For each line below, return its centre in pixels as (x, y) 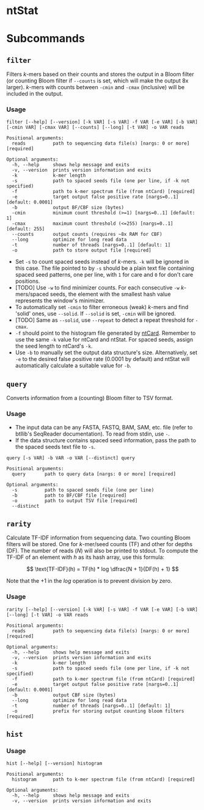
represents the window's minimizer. (60, 301)
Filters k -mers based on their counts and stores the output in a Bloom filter (100, 75)
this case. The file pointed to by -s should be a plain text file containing (104, 268)
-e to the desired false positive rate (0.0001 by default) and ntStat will (102, 359)
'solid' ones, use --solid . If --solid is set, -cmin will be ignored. (95, 314)
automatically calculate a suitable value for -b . (73, 366)
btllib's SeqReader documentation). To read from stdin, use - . (92, 434)
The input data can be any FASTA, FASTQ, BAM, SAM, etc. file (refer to (104, 427)
